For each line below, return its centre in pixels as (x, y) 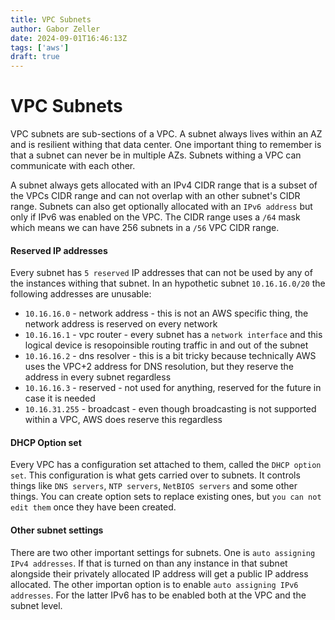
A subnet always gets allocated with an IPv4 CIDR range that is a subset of (164, 185)
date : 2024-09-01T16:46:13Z (69, 38)
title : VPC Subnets (51, 19)
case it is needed (60, 398)
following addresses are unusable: (81, 294)
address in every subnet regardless (98, 377)
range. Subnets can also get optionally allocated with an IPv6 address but (161, 207)
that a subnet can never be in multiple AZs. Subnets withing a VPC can (156, 155)
